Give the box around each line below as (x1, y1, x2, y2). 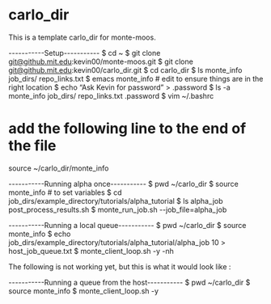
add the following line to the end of (8, 120, 247, 138)
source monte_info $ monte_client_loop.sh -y (8, 285, 159, 296)
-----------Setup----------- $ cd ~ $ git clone (8, 48, 161, 57)
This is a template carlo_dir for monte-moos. (8, 32, 156, 42)
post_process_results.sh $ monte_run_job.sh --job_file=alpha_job (8, 205, 227, 214)
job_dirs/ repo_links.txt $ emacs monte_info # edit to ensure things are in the (8, 74, 264, 83)
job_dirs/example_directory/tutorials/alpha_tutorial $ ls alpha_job (8, 196, 224, 205)
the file (8, 137, 57, 155)
